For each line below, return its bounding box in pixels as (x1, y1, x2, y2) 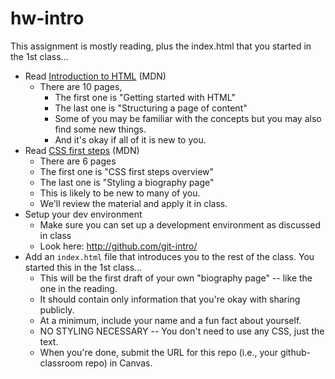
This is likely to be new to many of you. (39, 187, 201, 199)
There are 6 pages (39, 155, 117, 167)
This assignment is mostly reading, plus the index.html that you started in (10, 40, 312, 52)
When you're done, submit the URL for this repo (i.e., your (39, 346, 278, 358)
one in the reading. (39, 282, 118, 294)
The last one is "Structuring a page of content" (54, 102, 248, 114)
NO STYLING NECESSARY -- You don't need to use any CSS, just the (39, 325, 325, 337)
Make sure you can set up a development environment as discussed (39, 218, 321, 231)
